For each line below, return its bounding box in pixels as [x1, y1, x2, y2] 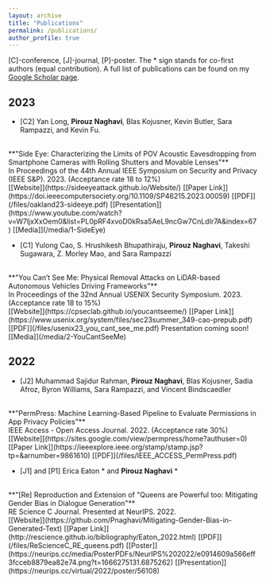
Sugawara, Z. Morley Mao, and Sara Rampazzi [19, 249, 172, 258]
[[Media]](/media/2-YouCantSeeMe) [8, 332, 127, 342]
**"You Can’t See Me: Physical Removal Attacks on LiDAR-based [8, 273, 221, 282]
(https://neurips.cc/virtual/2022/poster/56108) [8, 566, 160, 575]
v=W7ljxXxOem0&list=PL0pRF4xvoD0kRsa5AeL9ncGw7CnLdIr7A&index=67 [8, 216, 257, 227]
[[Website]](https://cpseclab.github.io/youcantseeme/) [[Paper [8, 307, 214, 317]
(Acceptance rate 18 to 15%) [8, 298, 101, 308]
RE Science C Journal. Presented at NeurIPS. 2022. [8, 507, 177, 516]
